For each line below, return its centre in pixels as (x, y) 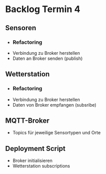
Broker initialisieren (33, 161)
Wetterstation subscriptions (41, 166)
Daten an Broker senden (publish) (47, 58)
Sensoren (21, 28)
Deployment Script (35, 149)
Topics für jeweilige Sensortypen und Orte (57, 133)
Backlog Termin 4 (43, 9)
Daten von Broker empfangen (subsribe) (55, 105)
